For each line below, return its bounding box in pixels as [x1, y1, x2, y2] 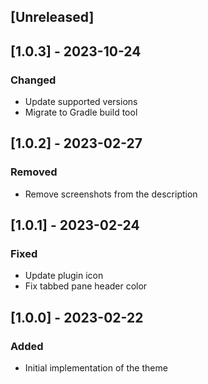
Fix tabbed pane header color [24, 280, 148, 292]
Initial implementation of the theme [24, 362, 168, 374]
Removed [10, 165, 58, 179]
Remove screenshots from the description [24, 188, 198, 200]
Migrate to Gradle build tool [24, 106, 138, 119]
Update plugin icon [24, 270, 104, 282]
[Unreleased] [10, 9, 95, 26]
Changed [10, 73, 57, 87]
